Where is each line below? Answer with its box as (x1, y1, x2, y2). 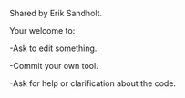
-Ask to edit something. (9, 43, 98, 54)
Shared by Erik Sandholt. (9, 8, 103, 18)
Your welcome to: (9, 25, 76, 35)
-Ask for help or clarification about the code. (9, 78, 176, 89)
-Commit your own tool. (9, 61, 98, 71)
